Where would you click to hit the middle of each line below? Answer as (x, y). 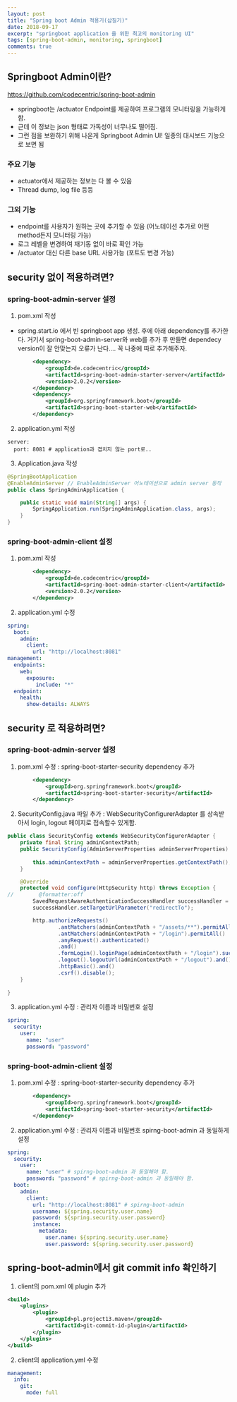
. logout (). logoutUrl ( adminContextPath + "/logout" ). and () (145, 960)
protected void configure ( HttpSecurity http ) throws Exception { (118, 888)
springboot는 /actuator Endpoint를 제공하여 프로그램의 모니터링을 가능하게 (121, 109)
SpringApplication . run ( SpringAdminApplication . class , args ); (124, 509)
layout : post (26, 14)
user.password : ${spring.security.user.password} (119, 1244)
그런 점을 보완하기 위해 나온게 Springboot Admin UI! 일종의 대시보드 (112, 135)
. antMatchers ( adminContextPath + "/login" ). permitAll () (141, 934)
